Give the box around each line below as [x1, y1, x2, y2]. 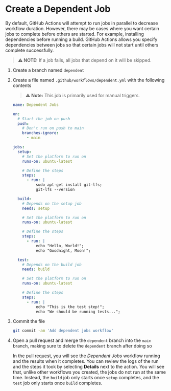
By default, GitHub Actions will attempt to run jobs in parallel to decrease [5, 20, 158, 26]
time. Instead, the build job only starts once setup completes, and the [12, 375, 159, 381]
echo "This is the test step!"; [35, 304, 105, 310]
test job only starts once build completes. [12, 380, 103, 386]
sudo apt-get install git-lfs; [35, 182, 102, 187]
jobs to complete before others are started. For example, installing [5, 31, 144, 37]
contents [12, 82, 32, 89]
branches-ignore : [22, 131, 59, 136]
